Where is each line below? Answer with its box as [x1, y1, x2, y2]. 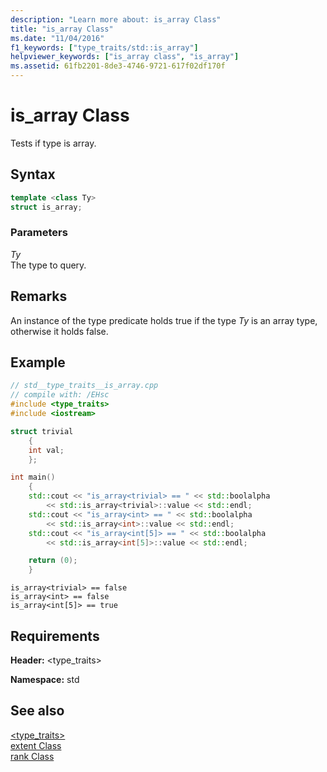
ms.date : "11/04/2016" [10, 33, 105, 43]
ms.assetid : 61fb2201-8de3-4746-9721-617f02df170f [10, 61, 226, 71]
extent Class [10, 739, 62, 751]
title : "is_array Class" [10, 24, 114, 34]
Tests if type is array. [10, 137, 97, 149]
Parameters [10, 226, 68, 240]
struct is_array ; [10, 202, 83, 212]
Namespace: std [10, 673, 80, 685]
